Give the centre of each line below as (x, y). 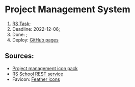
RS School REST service (37, 74)
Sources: (19, 56)
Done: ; (20, 34)
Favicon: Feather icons (36, 79)
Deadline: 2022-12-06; (36, 29)
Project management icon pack (45, 68)
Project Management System (67, 9)
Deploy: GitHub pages (35, 40)
